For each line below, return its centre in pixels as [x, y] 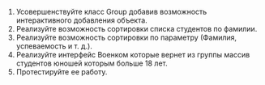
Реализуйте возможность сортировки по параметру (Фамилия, [126, 37]
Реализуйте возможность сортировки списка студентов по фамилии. [137, 29]
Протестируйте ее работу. [62, 72]
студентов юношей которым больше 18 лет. [92, 63]
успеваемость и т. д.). [54, 46]
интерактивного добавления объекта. [81, 20]
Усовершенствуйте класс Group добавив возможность [111, 12]
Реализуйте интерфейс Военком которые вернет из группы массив [133, 55]
